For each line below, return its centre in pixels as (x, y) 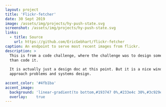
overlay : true (27, 97)
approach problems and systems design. (51, 74)
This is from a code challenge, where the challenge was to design (81, 55)
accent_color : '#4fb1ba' (31, 83)
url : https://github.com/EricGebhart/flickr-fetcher (69, 42)
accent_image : (20, 88)
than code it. (24, 60)
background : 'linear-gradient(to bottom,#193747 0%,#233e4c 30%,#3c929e (86, 92)
